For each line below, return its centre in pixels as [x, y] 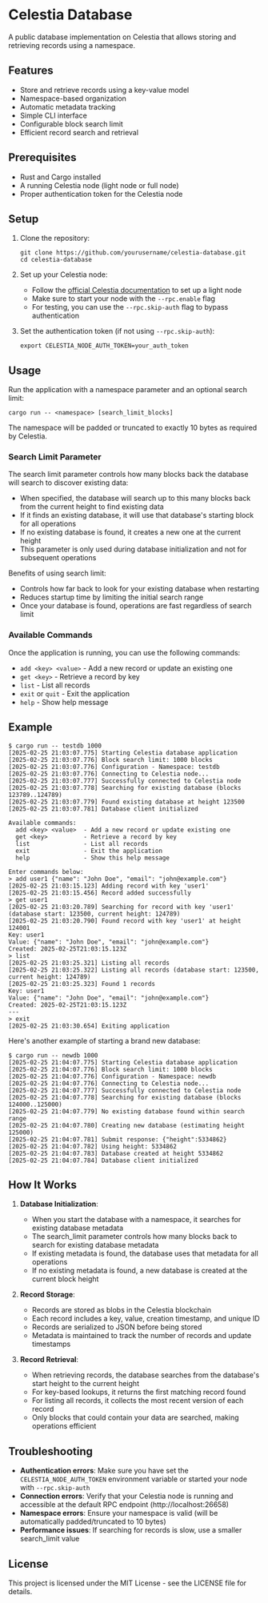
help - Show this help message [93, 858]
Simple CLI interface [54, 115]
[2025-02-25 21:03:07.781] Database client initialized [103, 809]
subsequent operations [58, 558]
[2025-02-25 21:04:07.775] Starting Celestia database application [123, 1062]
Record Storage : [48, 1295]
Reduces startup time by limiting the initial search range [112, 597]
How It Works [43, 1185]
